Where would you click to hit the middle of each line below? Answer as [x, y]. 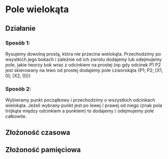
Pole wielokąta [37, 9]
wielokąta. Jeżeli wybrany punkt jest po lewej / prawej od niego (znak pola [84, 105]
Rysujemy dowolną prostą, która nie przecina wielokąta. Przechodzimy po [83, 54]
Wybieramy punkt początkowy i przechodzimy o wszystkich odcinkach [80, 100]
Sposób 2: [18, 89]
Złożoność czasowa [38, 132]
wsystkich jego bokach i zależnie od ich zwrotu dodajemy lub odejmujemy [84, 59]
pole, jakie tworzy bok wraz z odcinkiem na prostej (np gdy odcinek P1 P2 [83, 64]
